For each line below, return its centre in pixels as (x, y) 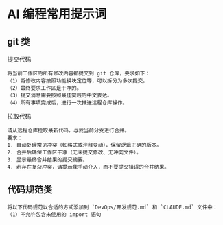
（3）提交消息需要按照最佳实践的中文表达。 (60, 95)
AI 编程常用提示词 (57, 14)
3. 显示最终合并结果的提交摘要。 (47, 160)
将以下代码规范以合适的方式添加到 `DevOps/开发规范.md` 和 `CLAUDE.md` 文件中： (113, 207)
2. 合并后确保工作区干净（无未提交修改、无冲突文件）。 (74, 152)
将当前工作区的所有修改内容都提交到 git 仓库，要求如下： (79, 73)
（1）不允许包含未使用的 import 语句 (54, 214)
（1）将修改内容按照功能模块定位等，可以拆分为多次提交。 (78, 81)
